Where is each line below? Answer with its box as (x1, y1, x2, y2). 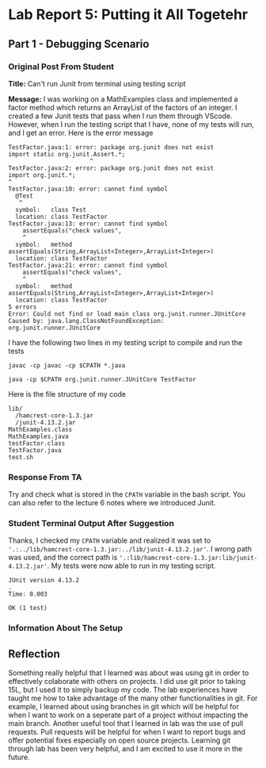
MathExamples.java (8, 432, 69, 440)
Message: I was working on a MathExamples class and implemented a (8, 94, 238, 104)
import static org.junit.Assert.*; (8, 150, 126, 158)
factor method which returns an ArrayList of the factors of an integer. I (8, 102, 237, 112)
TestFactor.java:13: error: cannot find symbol (8, 220, 169, 228)
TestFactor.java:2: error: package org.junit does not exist (8, 164, 215, 172)
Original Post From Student (8, 61, 115, 72)
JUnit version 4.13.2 (8, 577, 80, 585)
